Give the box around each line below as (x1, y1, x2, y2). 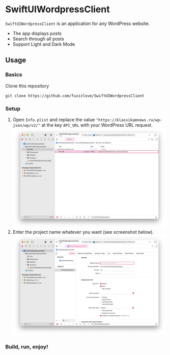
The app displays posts (12, 30, 62, 36)
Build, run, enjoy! (5, 343, 48, 350)
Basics (5, 71, 22, 78)
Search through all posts (12, 36, 65, 42)
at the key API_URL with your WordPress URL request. (41, 122, 153, 128)
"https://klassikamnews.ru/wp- (96, 117, 162, 123)
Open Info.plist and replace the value (12, 116, 95, 123)
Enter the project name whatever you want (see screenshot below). (12, 229, 154, 235)
